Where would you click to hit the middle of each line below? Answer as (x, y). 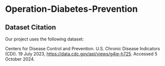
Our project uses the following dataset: (45, 39)
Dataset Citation (31, 27)
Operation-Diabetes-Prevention (71, 9)
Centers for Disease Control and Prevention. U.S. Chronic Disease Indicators (82, 49)
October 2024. (20, 59)
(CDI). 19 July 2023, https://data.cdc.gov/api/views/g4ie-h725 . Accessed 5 (81, 54)
